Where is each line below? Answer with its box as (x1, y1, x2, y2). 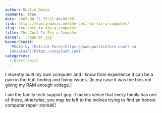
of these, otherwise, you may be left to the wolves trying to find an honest (5, 97, 156, 103)
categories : (5, 53, 30, 58)
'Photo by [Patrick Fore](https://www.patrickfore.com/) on (9, 44, 136, 49)
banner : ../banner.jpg (5, 35, 52, 40)
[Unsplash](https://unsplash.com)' (9, 49, 83, 54)
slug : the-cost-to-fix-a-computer (5, 26, 77, 31)
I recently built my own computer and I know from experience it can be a (5, 71, 154, 77)
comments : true (5, 12, 37, 17)
